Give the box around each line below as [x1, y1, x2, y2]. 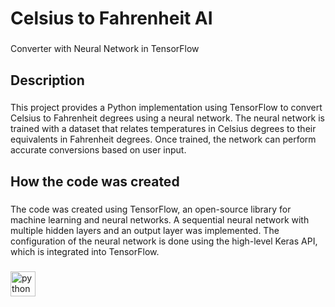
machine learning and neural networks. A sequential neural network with [10, 213, 310, 226]
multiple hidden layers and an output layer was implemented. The [10, 224, 280, 236]
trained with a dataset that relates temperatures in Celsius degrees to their [10, 123, 317, 135]
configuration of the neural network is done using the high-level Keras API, [10, 235, 318, 247]
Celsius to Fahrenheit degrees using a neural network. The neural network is [10, 112, 325, 124]
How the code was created [10, 173, 180, 190]
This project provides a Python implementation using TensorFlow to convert [10, 102, 323, 114]
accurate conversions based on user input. [10, 144, 187, 156]
